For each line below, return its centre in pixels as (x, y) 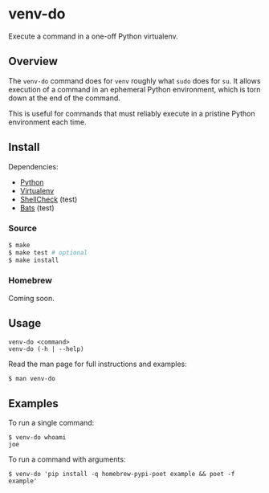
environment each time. (47, 122)
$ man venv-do (32, 378)
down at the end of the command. (64, 98)
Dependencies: (33, 166)
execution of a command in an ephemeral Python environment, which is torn (134, 89)
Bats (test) (37, 208)
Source (23, 228)
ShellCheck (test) (49, 199)
